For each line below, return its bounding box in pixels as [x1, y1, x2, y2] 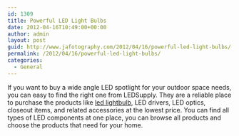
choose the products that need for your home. [7, 120, 143, 129]
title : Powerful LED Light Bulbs [7, 17, 107, 24]
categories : [7, 57, 43, 64]
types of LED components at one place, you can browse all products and [7, 113, 221, 122]
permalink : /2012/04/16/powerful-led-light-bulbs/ [7, 51, 161, 58]
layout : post [7, 37, 46, 44]
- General [14, 63, 43, 70]
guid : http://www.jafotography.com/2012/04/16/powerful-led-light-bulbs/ [7, 43, 232, 51]
